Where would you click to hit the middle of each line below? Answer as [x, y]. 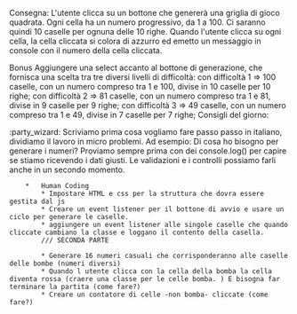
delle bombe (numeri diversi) [65, 263]
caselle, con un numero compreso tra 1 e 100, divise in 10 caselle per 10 [140, 86]
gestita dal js [37, 201]
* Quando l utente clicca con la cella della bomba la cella [157, 271]
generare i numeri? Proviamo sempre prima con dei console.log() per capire [148, 151]
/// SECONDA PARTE [75, 240]
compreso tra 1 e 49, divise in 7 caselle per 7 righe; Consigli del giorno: [139, 115]
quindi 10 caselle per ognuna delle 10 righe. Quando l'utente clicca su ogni [145, 31]
